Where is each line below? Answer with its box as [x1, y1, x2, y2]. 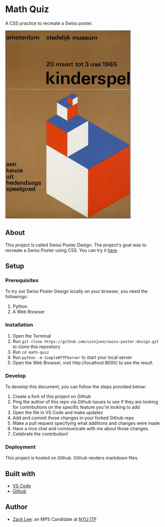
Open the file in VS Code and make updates [12, 409, 103, 415]
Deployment [5, 443, 36, 450]
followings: [5, 294, 28, 300]
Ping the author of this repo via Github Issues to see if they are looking [12, 399, 158, 405]
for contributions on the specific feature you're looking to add [12, 404, 140, 410]
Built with [5, 470, 36, 478]
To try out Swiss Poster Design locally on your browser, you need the [5, 288, 148, 294]
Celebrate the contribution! [12, 431, 69, 437]
